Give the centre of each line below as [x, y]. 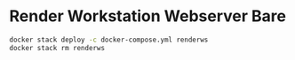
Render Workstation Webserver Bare [148, 16]
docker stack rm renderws [57, 48]
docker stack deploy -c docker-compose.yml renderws [109, 40]
